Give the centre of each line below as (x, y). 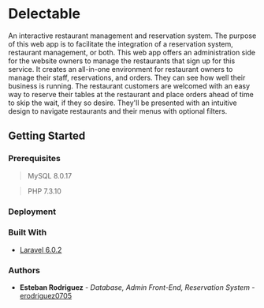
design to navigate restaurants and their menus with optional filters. (118, 111)
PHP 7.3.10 (44, 191)
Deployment (32, 212)
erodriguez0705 (46, 296)
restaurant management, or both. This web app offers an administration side (132, 52)
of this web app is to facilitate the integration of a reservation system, (121, 43)
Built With (28, 232)
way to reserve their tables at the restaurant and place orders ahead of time (131, 94)
